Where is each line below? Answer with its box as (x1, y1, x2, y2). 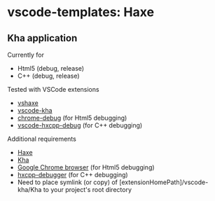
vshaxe (17, 99, 39, 107)
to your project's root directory (43, 186, 132, 193)
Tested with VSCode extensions (7, 85, 99, 93)
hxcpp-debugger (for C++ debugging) (17, 171, 128, 179)
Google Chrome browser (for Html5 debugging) (17, 163, 155, 172)
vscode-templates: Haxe (7, 4, 155, 20)
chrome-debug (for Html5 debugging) (17, 113, 127, 122)
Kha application (7, 32, 78, 44)
